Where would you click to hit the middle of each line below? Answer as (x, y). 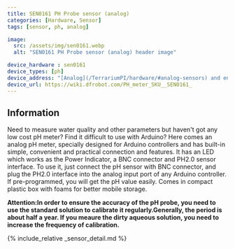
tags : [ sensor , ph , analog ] (48, 27)
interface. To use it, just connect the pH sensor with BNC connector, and (112, 167)
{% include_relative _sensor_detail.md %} (67, 239)
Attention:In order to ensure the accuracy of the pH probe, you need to (112, 203)
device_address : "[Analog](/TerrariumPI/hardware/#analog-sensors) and (114, 78)
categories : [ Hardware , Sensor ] (54, 20)
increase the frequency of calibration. (64, 225)
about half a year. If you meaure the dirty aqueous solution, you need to (113, 218)
